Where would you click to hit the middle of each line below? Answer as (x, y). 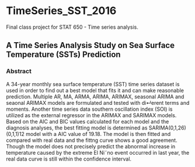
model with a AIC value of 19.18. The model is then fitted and (98, 134)
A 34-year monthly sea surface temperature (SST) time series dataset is (93, 84)
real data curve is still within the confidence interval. (69, 159)
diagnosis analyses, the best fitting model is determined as (77, 128)
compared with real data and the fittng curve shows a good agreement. (92, 140)
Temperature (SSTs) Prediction (63, 55)
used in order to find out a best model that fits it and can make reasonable (95, 90)
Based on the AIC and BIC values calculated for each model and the (88, 121)
